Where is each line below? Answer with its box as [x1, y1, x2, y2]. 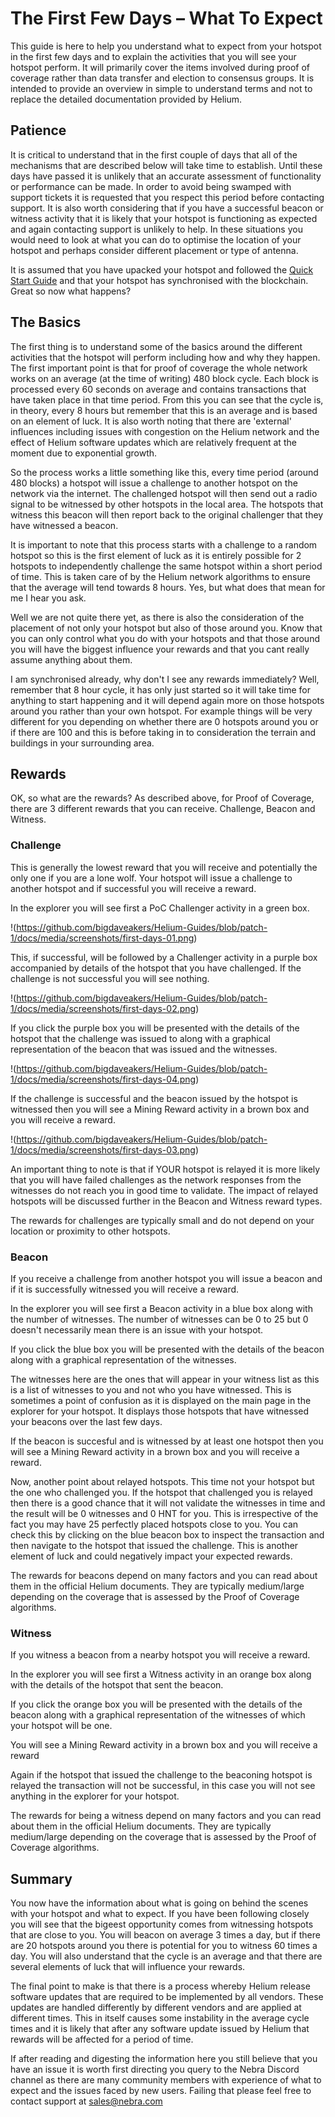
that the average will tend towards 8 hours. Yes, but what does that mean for [10, 581, 326, 593]
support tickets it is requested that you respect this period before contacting [10, 191, 325, 203]
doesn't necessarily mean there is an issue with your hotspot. [10, 1323, 264, 1336]
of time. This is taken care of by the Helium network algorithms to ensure [10, 570, 311, 582]
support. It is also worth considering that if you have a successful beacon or [10, 202, 324, 214]
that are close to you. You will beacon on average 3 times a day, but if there [10, 1929, 321, 1941]
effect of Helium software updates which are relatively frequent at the [10, 436, 297, 448]
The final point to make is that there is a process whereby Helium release [10, 1980, 311, 1992]
